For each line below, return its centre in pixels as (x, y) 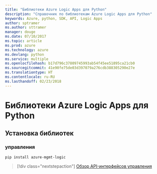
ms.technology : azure (27, 50)
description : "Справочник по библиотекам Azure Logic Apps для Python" (78, 14)
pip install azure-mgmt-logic (36, 157)
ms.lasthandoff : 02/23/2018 (33, 81)
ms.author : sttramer (26, 28)
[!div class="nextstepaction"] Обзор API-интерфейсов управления (84, 166)
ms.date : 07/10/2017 (26, 37)
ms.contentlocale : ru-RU (30, 77)
